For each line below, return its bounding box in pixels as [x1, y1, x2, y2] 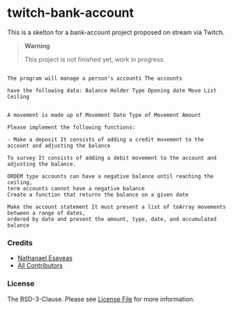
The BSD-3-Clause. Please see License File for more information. [7, 295, 195, 303]
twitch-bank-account [7, 5, 135, 21]
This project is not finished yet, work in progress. [24, 55, 165, 64]
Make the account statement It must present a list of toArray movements [7, 203, 227, 211]
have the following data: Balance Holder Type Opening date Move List [7, 87, 217, 94]
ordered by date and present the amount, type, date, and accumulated [7, 216, 217, 223]
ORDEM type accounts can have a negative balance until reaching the [7, 173, 214, 180]
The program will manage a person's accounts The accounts [7, 75, 183, 82]
